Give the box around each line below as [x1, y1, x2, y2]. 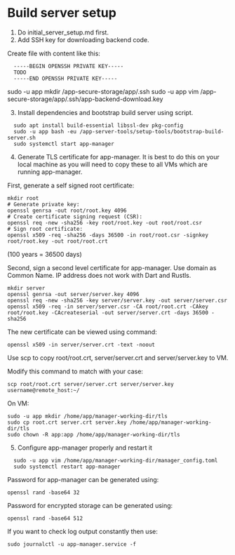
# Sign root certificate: [7, 225, 83, 232]
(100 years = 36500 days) [7, 250, 82, 258]
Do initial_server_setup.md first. [17, 28, 109, 36]
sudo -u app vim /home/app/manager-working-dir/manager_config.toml [13, 457, 218, 464]
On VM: [7, 399, 29, 408]
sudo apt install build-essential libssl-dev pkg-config [13, 121, 184, 129]
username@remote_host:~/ [7, 387, 80, 394]
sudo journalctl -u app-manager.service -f [7, 540, 137, 548]
